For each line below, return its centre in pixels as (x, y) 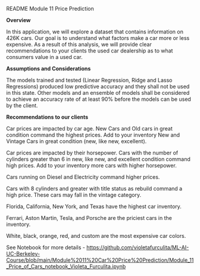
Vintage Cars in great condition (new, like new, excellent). (76, 141)
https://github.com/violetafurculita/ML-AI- (137, 247)
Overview (18, 20)
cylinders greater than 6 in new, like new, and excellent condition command (98, 159)
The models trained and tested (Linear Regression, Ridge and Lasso (89, 80)
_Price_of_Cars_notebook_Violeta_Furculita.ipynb (66, 266)
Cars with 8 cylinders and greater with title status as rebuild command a (94, 188)
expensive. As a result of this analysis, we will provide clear (79, 44)
